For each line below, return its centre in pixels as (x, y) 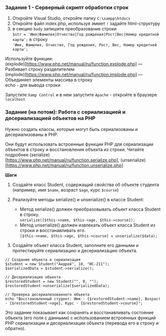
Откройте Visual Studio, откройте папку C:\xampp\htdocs (71, 18)
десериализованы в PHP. (32, 134)
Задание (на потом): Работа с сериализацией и (65, 112)
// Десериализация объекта (33, 277)
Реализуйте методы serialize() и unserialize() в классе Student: (78, 199)
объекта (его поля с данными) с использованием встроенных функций (81, 318)
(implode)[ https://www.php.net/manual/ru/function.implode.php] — (74, 75)
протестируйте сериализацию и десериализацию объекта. (75, 250)
